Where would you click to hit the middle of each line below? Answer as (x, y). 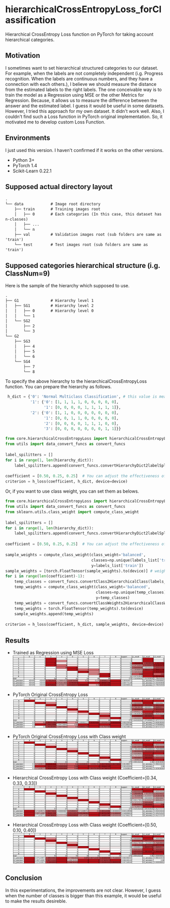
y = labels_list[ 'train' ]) (117, 565)
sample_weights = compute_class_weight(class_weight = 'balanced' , (75, 555)
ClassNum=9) (28, 273)
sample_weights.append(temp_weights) (54, 614)
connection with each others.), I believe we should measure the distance (81, 84)
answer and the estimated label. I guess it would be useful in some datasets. (85, 106)
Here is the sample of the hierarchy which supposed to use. (68, 286)
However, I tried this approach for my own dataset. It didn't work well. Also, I (85, 111)
